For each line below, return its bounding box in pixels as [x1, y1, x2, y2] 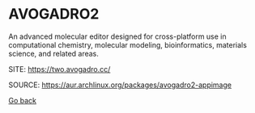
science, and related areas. [8, 48, 100, 58]
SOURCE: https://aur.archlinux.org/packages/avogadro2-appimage [8, 80, 232, 90]
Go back [8, 95, 37, 105]
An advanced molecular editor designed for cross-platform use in [8, 31, 227, 41]
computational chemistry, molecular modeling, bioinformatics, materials [8, 40, 247, 49]
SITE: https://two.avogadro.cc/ [8, 64, 111, 73]
